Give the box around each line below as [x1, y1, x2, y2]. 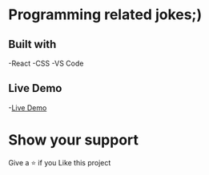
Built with [8, 38, 57, 51]
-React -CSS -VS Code [8, 58, 84, 68]
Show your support [8, 131, 139, 149]
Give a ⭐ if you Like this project [8, 157, 111, 167]
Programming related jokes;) [8, 6, 203, 24]
